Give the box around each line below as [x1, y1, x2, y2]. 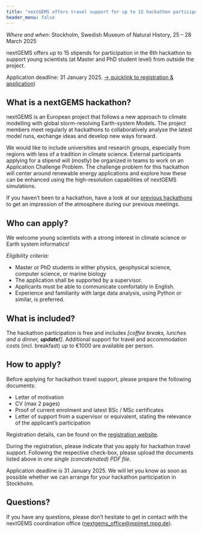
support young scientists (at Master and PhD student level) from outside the [6, 55, 194, 63]
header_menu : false [6, 14, 55, 20]
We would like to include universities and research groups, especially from [6, 144, 191, 151]
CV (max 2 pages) [14, 400, 60, 407]
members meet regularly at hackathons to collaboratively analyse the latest [6, 126, 192, 133]
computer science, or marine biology [14, 270, 106, 278]
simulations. [6, 182, 36, 190]
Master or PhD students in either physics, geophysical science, [14, 264, 171, 271]
